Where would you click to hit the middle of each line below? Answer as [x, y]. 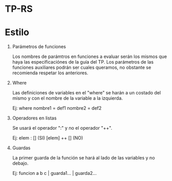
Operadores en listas [35, 118]
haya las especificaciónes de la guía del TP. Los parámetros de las [83, 62]
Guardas [21, 148]
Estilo [17, 33]
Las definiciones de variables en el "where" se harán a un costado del [87, 93]
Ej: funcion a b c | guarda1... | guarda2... [54, 173]
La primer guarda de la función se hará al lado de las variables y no [83, 158]
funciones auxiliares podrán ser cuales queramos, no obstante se [82, 68]
